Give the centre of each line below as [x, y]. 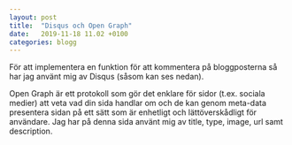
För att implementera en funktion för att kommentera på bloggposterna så [143, 67]
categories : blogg [43, 42]
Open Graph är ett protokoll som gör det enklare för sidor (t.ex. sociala [137, 94]
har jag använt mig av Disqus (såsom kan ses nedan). [107, 77]
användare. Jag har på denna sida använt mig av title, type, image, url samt [146, 122]
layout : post [33, 17]
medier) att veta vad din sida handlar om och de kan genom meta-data [138, 103]
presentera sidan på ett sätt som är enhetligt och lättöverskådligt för [133, 112]
